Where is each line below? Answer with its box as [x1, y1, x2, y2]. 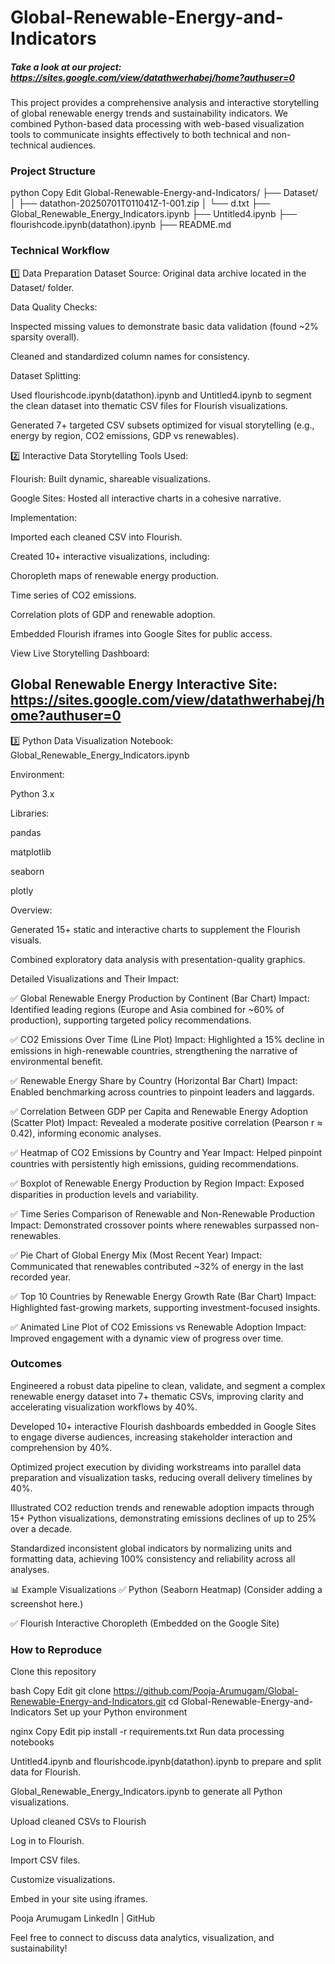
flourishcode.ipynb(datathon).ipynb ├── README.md [10, 219, 232, 231]
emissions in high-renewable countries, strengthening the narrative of [10, 1044, 298, 1056]
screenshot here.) [10, 1597, 84, 1610]
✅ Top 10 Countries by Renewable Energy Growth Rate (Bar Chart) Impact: [10, 1290, 317, 1302]
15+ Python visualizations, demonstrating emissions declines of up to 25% [10, 1512, 317, 1524]
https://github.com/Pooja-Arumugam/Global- [113, 1685, 299, 1697]
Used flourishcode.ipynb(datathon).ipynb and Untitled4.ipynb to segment [10, 389, 312, 401]
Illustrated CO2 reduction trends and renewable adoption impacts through [10, 1501, 315, 1513]
